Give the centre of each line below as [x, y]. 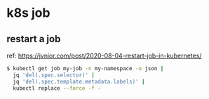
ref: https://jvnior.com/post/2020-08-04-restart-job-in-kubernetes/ [104, 55]
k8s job [28, 13]
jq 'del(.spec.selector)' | [54, 75]
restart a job [34, 39]
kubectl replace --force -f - [57, 88]
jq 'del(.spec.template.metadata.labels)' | [79, 81]
